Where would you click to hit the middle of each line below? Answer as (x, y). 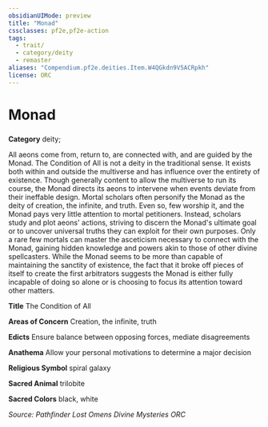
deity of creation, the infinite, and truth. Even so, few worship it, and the (126, 206)
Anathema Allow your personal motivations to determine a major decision (130, 352)
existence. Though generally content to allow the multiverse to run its (122, 180)
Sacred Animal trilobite (47, 383)
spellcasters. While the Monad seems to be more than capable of (116, 256)
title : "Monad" (34, 23)
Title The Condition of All (50, 305)
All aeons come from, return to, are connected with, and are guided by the (130, 154)
